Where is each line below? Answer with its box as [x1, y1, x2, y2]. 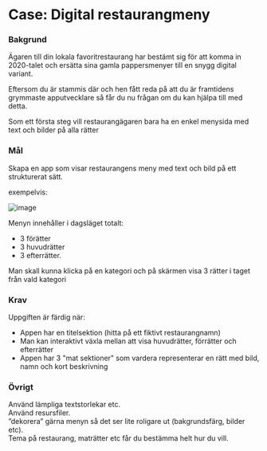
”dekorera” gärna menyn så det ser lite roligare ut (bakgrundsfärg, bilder [8, 417, 245, 426]
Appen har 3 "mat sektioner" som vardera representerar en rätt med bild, [19, 353, 260, 363]
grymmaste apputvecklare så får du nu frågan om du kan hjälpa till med [8, 93, 243, 103]
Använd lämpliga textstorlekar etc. [8, 400, 121, 410]
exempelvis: [8, 187, 48, 197]
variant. [8, 69, 33, 79]
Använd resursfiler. [8, 408, 71, 418]
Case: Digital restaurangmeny [8, 6, 210, 24]
